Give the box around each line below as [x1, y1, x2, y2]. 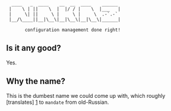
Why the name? [6, 76, 66, 87]
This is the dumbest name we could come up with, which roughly [6, 92, 166, 99]
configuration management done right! [24, 27, 121, 33]
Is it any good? [6, 43, 61, 53]
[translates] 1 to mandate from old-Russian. [6, 98, 109, 106]
